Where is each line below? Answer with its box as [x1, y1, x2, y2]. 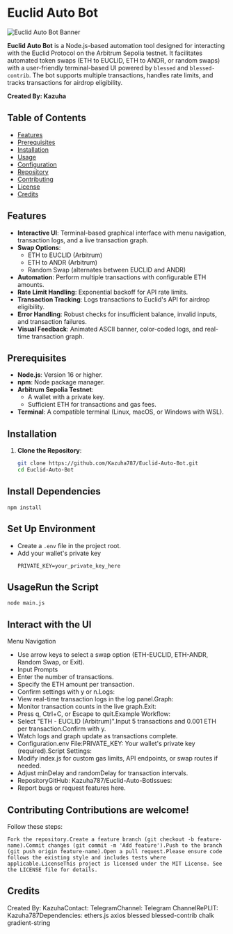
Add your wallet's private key [17, 549, 102, 557]
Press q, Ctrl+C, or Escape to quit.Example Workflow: [17, 710, 171, 718]
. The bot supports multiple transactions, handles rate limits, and [29, 71, 214, 79]
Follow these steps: [7, 823, 63, 830]
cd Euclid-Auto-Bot [17, 467, 74, 474]
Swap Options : [17, 243, 61, 251]
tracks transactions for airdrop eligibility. [7, 78, 123, 86]
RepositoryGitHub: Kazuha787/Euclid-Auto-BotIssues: [17, 777, 172, 785]
